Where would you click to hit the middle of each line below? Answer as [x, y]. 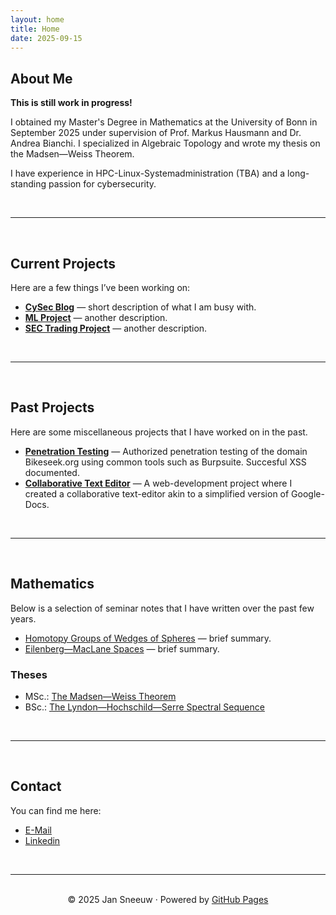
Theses [29, 674]
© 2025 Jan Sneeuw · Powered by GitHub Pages [168, 899]
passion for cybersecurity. [102, 184]
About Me [41, 78]
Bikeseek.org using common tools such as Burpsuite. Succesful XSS [165, 462]
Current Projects [63, 263]
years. [23, 618]
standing [28, 184]
